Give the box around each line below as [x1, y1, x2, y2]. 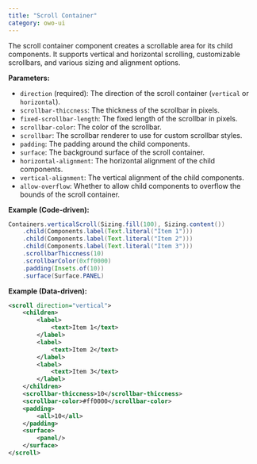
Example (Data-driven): [8, 286, 87, 296]
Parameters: [8, 73, 50, 82]
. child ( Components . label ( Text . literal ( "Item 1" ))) [22, 228, 194, 236]
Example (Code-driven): [8, 205, 90, 214]
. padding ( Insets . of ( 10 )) [22, 264, 105, 272]
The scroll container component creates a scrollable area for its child [8, 40, 233, 50]
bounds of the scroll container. [19, 190, 121, 199]
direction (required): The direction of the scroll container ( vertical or [19, 88, 249, 98]
